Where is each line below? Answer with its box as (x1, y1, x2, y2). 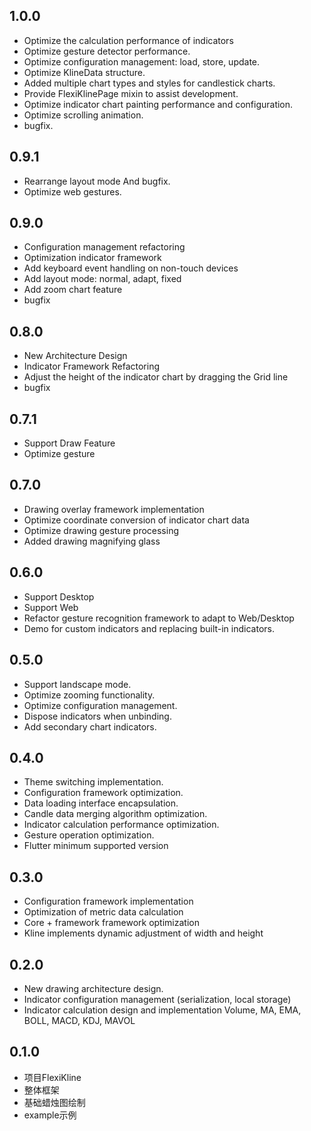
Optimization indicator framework (23, 252, 162, 264)
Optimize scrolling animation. (23, 109, 144, 121)
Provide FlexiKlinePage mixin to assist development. (23, 87, 239, 99)
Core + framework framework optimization (23, 917, 200, 929)
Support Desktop (23, 590, 95, 603)
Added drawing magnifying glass (23, 535, 161, 547)
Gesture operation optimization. (23, 829, 155, 841)
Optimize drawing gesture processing (23, 524, 179, 536)
